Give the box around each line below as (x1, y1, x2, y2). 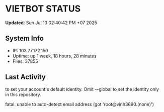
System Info (5, 34, 44, 43)
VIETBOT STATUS (5, 3, 81, 15)
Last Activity (5, 73, 46, 81)
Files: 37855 (12, 58, 39, 64)
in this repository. (5, 91, 41, 97)
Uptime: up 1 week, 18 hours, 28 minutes (12, 53, 97, 59)
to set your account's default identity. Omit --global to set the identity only (5, 86, 159, 92)
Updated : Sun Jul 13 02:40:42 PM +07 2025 (5, 20, 97, 26)
